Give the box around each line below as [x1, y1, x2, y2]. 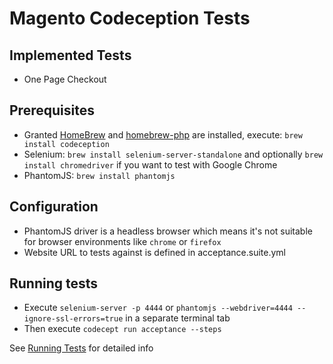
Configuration [9, 198, 99, 216]
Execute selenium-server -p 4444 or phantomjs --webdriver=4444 [23, 302, 293, 314]
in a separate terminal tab [125, 312, 231, 324]
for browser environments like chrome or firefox [23, 235, 222, 247]
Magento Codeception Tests [9, 7, 251, 30]
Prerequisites [9, 102, 95, 119]
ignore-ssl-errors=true [23, 314, 124, 324]
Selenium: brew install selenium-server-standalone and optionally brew [23, 148, 324, 160]
